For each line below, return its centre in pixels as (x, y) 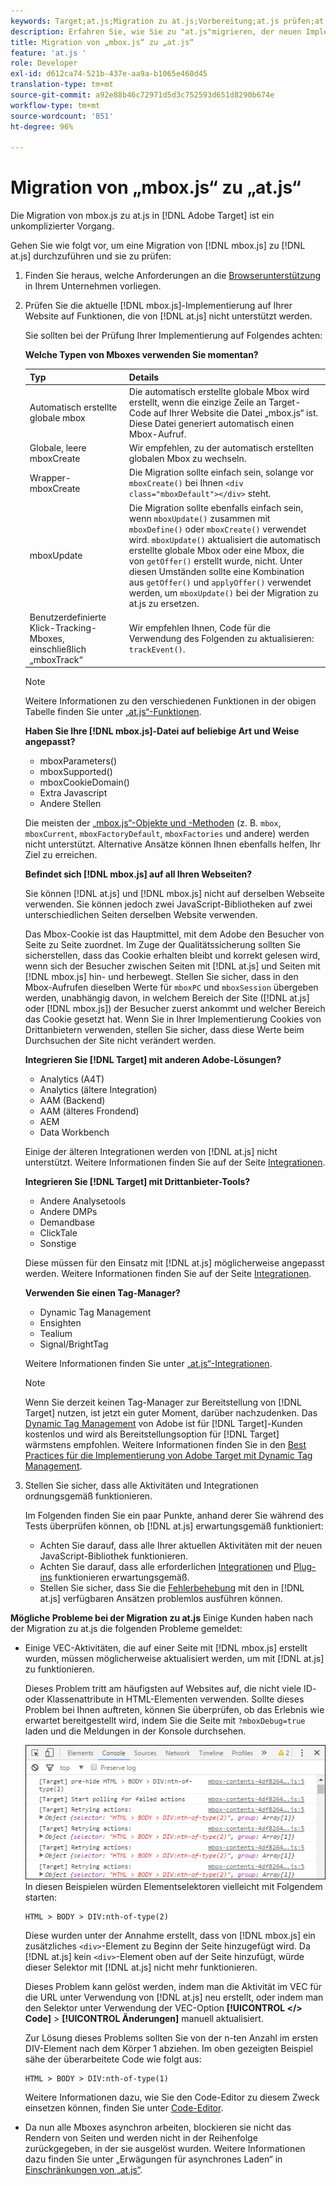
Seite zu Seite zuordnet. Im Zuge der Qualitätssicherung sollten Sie (163, 945)
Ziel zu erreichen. (61, 855)
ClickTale (58, 1233)
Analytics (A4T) (72, 1079)
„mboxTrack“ (56, 659)
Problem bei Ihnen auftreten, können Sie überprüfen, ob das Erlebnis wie (174, 1710)
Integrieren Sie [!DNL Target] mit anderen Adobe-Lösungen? (153, 1060)
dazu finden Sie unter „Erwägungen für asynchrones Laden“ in (153, 2159)
